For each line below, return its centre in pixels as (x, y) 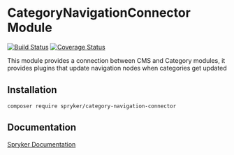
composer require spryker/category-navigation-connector (92, 106)
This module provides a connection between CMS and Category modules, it (116, 60)
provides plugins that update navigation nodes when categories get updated (117, 68)
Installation (32, 90)
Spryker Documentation (42, 144)
